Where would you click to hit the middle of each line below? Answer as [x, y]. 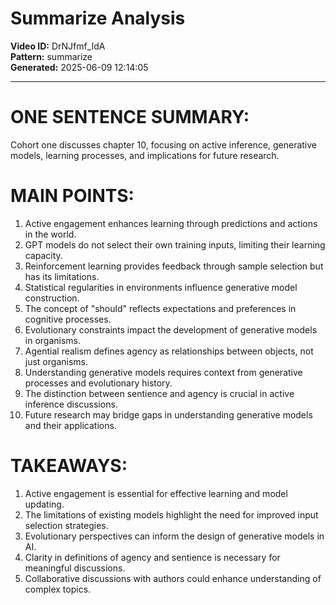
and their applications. [70, 425]
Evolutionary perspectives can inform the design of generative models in [174, 536]
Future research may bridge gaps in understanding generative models [168, 414]
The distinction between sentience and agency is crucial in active [159, 393]
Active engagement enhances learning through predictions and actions [171, 223]
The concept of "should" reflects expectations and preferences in [160, 308]
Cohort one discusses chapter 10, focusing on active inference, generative [164, 144]
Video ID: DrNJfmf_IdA [58, 46]
